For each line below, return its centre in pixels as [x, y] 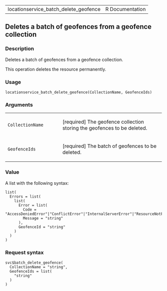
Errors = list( [25, 196]
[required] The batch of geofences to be [109, 146]
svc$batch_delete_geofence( [34, 263]
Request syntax [24, 252]
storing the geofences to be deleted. [105, 128]
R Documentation [125, 9]
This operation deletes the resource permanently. [56, 69]
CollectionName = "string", [39, 267]
